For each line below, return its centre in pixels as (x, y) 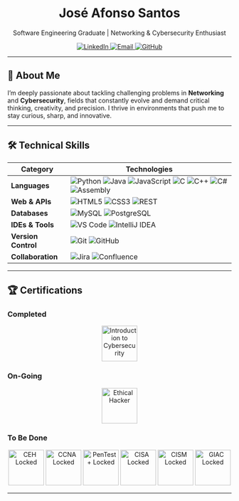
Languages (30, 185)
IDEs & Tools (33, 224)
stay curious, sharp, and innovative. (60, 115)
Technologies (149, 169)
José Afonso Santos (119, 13)
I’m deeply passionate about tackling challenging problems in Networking (116, 93)
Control (24, 245)
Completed (27, 314)
